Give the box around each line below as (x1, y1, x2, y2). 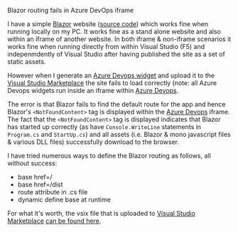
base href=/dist (17, 180, 63, 189)
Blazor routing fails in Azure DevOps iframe (7, 6, 134, 14)
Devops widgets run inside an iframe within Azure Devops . (7, 87, 179, 94)
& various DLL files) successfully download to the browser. (7, 138, 180, 146)
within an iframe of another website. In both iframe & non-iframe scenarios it (7, 35, 232, 43)
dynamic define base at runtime (17, 195, 112, 204)
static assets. (7, 57, 46, 66)
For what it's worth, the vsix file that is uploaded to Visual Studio (7, 209, 195, 217)
